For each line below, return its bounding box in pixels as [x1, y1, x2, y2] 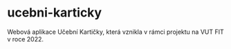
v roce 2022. [7, 35, 44, 43]
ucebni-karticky [7, 5, 102, 21]
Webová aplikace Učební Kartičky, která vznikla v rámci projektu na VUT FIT [7, 28, 225, 36]
